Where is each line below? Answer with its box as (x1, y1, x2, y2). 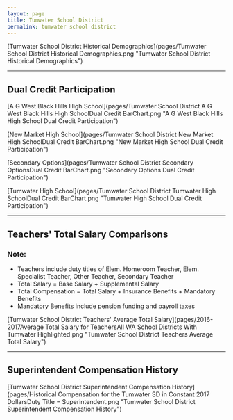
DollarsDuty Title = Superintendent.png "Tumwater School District (7, 397, 196, 405)
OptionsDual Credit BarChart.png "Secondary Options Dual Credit (7, 166, 195, 175)
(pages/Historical (7, 390, 57, 398)
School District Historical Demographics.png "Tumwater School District (7, 49, 211, 58)
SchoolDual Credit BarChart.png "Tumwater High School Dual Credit (7, 194, 202, 202)
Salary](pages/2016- (153, 315, 214, 323)
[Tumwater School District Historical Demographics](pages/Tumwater (7, 42, 207, 51)
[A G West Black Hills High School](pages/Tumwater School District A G (7, 102, 213, 111)
